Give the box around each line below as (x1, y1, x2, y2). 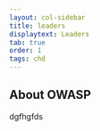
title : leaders (9, 21, 66, 30)
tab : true (9, 37, 46, 47)
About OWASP (9, 87, 92, 102)
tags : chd (9, 54, 46, 63)
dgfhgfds (9, 111, 43, 121)
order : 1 (9, 46, 42, 55)
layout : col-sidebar (9, 12, 87, 22)
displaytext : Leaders (9, 29, 90, 38)
